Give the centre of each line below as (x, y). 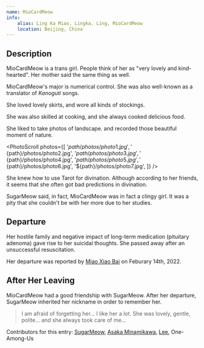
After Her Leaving (40, 281)
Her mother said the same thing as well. (81, 75)
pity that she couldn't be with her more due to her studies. (79, 203)
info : (13, 18)
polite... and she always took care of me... (74, 320)
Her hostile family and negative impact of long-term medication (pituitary (98, 236)
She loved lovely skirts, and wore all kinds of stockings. (76, 105)
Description (29, 53)
